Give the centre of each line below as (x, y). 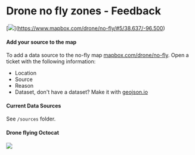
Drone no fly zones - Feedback (83, 11)
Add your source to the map (41, 42)
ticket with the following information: (51, 61)
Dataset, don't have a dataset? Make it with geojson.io (81, 92)
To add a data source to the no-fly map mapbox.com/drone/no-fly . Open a (97, 55)
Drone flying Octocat (33, 132)
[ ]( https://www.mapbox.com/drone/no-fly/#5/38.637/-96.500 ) (86, 28)
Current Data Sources (34, 106)
